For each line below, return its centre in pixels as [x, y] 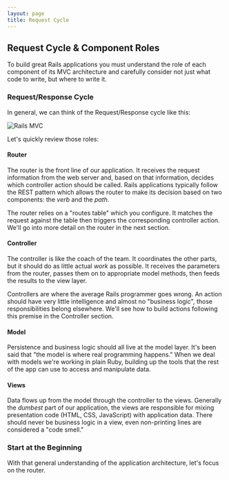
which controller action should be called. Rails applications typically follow [113, 184]
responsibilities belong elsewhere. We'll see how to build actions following [113, 309]
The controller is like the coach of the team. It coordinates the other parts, [112, 259]
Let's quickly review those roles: [53, 139]
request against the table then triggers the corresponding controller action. [113, 220]
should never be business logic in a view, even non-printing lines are [104, 423]
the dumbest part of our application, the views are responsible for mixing [111, 407]
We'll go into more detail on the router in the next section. [89, 227]
